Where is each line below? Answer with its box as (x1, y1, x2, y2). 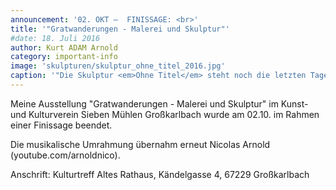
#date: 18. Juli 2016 (10, 33, 101, 43)
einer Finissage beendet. (10, 119, 113, 131)
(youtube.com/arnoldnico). (10, 149, 121, 161)
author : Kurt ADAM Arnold (10, 42, 118, 53)
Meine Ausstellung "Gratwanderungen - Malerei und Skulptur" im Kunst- (10, 97, 309, 110)
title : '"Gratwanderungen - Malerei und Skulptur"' (10, 24, 230, 34)
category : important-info (10, 52, 118, 62)
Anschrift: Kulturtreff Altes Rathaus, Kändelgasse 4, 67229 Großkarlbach (10, 168, 310, 180)
